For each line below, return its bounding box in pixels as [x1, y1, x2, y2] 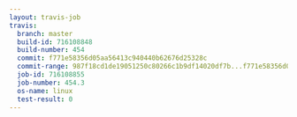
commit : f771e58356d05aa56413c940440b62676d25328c [17, 54, 208, 62]
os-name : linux [17, 86, 73, 95]
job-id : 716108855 [17, 70, 86, 79]
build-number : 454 [17, 46, 86, 55]
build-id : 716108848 [17, 37, 93, 47]
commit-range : [17, 62, 69, 71]
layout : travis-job [9, 12, 81, 22]
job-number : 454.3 [17, 78, 86, 87]
